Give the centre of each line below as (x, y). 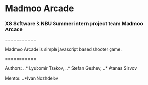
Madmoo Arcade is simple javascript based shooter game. (64, 49)
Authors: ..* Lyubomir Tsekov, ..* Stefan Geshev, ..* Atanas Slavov (71, 68)
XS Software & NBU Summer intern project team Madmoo (74, 24)
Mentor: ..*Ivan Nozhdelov (32, 78)
